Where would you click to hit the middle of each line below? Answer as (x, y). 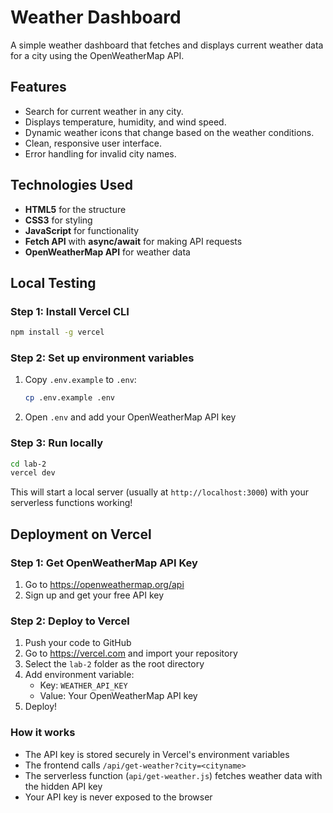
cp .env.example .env (69, 398)
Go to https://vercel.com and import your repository (131, 653)
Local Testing (53, 282)
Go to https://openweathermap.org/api (104, 585)
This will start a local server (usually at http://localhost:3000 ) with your (159, 492)
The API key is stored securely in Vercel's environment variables (157, 754)
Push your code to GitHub (78, 643)
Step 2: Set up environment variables (102, 358)
